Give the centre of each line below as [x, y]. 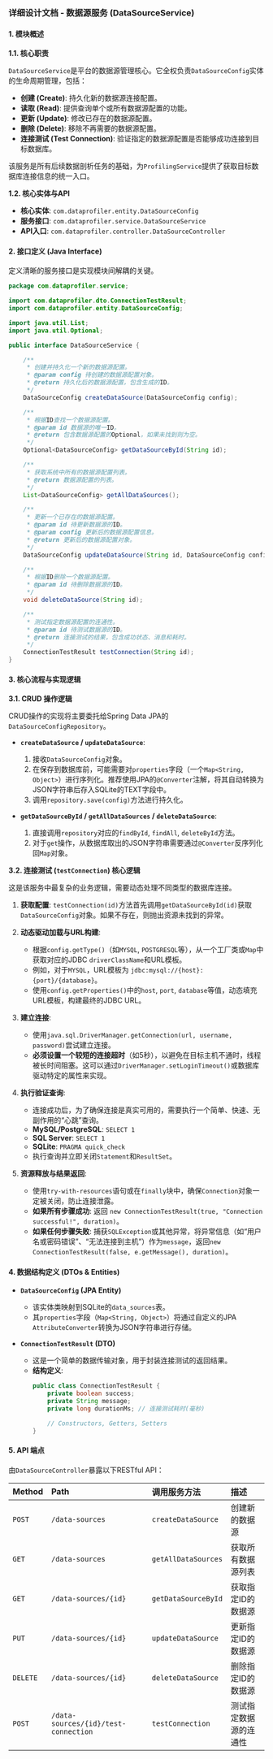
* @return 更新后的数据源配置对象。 [81, 539]
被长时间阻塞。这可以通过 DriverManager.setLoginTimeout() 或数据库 [146, 1065]
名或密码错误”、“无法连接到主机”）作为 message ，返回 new [126, 1241]
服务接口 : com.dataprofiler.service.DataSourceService [113, 221]
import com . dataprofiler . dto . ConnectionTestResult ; [97, 301]
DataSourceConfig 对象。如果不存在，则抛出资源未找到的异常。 [124, 915]
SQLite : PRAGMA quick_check [79, 1146]
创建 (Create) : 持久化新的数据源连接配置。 [91, 98]
